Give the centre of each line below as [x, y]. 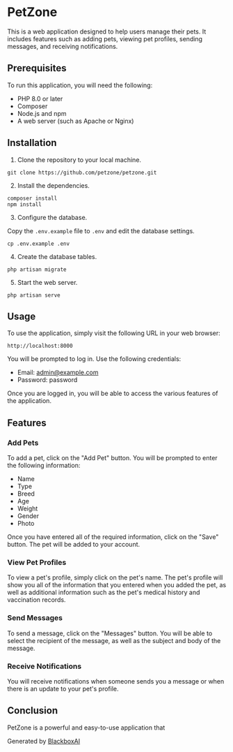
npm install [24, 204]
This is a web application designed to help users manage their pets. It [107, 31]
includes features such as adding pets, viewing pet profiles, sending [105, 38]
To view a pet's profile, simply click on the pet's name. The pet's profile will [115, 577]
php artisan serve [34, 295]
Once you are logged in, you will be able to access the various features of [113, 393]
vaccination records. [37, 600]
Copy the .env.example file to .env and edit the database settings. [101, 230]
